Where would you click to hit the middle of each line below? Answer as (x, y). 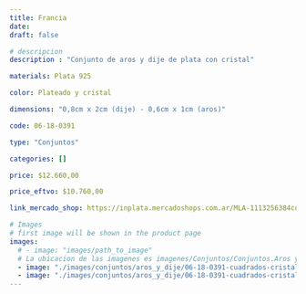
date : (20, 26)
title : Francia (38, 18)
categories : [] (38, 159)
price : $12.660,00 (44, 175)
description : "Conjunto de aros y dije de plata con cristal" (132, 60)
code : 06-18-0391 (42, 126)
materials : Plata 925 (51, 77)
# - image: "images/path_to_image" (85, 250)
